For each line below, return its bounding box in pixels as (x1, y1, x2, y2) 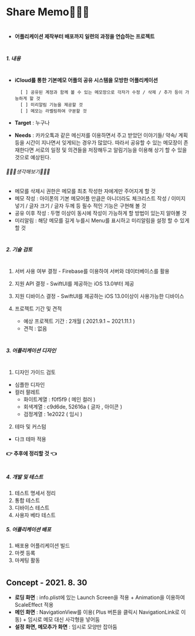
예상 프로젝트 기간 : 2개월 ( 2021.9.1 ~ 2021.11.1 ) (23, 317, 135, 325)
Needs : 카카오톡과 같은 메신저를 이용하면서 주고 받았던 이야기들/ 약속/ (14, 132, 177, 139)
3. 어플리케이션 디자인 (6, 347, 56, 354)
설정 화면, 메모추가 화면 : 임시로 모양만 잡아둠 (14, 623, 117, 631)
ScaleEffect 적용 (14, 601, 54, 608)
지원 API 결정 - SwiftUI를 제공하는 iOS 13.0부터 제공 (14, 280, 135, 287)
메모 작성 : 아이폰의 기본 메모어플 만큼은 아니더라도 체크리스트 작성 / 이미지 (14, 195, 186, 202)
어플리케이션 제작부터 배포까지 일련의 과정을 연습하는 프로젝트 (14, 33, 155, 40)
